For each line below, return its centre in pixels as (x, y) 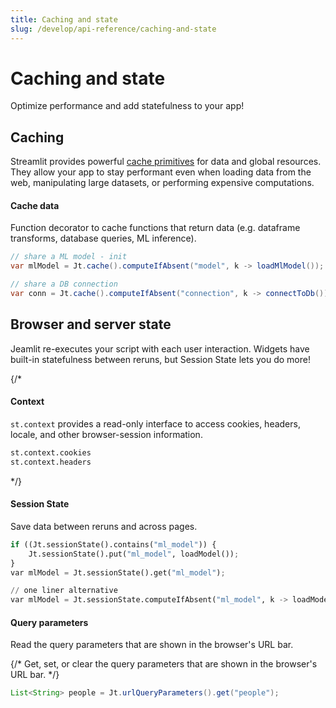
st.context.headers (51, 462)
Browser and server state (91, 324)
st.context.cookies (51, 452)
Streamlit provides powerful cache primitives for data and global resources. (166, 162)
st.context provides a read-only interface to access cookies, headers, (155, 423)
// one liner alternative (64, 591)
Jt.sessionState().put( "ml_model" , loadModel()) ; (134, 554)
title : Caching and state (64, 19)
